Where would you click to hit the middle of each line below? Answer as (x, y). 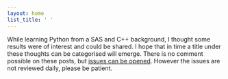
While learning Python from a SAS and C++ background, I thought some (109, 39)
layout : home (26, 13)
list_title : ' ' (30, 20)
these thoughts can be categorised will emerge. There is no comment (105, 53)
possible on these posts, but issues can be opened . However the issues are (114, 61)
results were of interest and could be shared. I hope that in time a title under (114, 46)
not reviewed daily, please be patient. (60, 68)
